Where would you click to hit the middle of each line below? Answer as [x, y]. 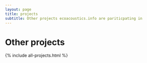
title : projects [21, 14]
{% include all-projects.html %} [37, 55]
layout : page [18, 9]
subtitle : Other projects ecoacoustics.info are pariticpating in [74, 18]
